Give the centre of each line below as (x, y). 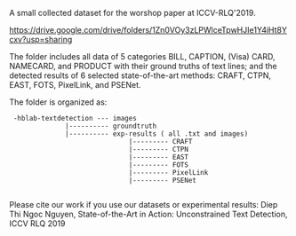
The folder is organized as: (58, 102)
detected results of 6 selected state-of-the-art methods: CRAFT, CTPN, (140, 75)
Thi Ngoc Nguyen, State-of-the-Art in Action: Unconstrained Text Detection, (148, 214)
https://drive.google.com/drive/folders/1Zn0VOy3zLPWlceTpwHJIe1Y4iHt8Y (148, 30)
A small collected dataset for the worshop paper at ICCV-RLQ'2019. (132, 13)
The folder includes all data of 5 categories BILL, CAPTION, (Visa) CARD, (142, 56)
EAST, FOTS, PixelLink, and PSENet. (75, 85)
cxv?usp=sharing (41, 39)
